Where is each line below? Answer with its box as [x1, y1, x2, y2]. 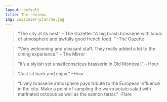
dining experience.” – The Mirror [17, 51, 85, 57]
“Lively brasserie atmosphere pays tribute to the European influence [17, 80, 160, 86]
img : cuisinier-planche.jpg [5, 17, 65, 22]
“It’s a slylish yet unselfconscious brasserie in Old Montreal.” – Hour [17, 61, 159, 67]
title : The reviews [5, 12, 47, 17]
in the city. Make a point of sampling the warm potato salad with [17, 86, 151, 92]
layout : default [5, 7, 39, 13]
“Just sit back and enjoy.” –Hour [17, 71, 85, 77]
